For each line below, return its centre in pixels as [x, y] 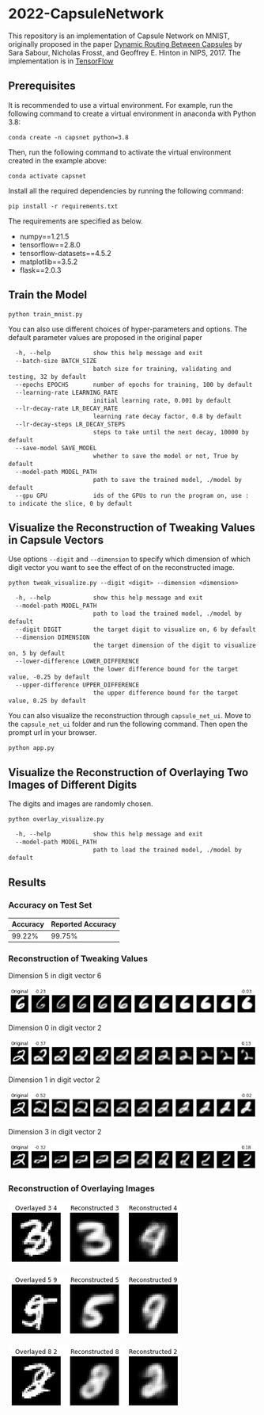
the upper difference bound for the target [166, 693]
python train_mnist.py [45, 314]
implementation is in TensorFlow [61, 61]
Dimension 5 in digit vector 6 [55, 976]
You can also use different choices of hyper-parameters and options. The [128, 329]
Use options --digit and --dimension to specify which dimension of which [129, 559]
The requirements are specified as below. [76, 221]
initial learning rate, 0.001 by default [162, 400]
